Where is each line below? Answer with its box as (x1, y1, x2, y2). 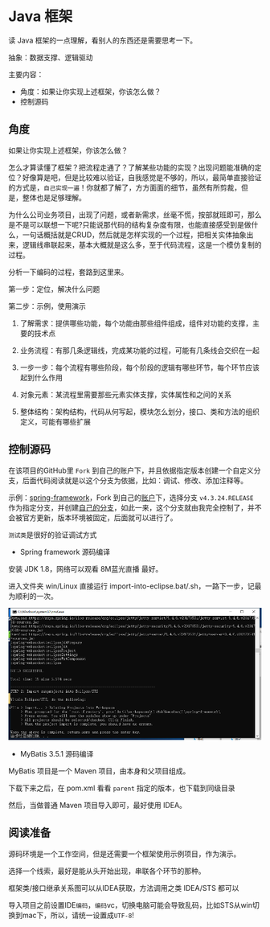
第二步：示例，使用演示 (8, 301, 86, 310)
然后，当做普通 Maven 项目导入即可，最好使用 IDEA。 (8, 800, 187, 810)
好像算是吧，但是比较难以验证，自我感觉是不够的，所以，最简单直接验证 (22, 172, 262, 182)
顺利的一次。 (14, 591, 58, 601)
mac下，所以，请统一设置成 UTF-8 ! (22, 910, 134, 920)
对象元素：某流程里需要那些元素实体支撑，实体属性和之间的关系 (19, 389, 231, 399)
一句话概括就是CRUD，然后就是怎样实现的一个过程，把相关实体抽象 (22, 230, 247, 240)
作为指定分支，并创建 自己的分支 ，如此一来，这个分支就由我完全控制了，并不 (8, 502, 262, 512)
